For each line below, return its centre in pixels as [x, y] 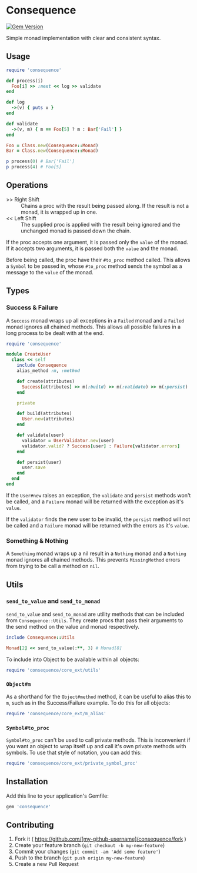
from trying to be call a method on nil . [53, 566]
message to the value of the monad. [50, 272]
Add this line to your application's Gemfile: [57, 796]
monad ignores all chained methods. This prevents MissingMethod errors [93, 560]
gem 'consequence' [29, 806]
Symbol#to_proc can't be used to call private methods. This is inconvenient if [98, 740]
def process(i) [25, 81]
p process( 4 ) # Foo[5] [34, 167]
